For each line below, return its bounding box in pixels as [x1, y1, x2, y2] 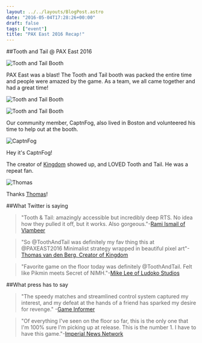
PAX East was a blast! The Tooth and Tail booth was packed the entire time [6, 71, 192, 79]
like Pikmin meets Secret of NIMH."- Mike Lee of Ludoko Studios [21, 269, 180, 277]
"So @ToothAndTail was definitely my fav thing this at [21, 239, 155, 246]
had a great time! [6, 84, 49, 91]
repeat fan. [6, 167, 34, 175]
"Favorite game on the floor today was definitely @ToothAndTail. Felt [21, 263, 192, 271]
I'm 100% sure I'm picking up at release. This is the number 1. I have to [21, 324, 197, 331]
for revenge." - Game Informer [21, 306, 95, 313]
